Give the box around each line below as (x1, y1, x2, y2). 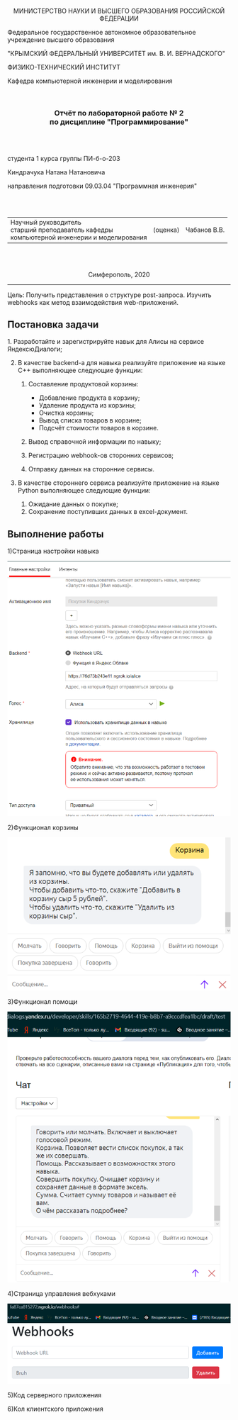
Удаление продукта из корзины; (38, 401, 137, 410)
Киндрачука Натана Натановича (7, 168, 106, 177)
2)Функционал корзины (7, 823, 79, 832)
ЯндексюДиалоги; (7, 345, 62, 354)
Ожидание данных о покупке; (28, 500, 119, 508)
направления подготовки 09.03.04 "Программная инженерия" (7, 181, 197, 191)
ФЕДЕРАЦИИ (98, 14, 140, 23)
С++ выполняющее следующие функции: (17, 366, 143, 375)
